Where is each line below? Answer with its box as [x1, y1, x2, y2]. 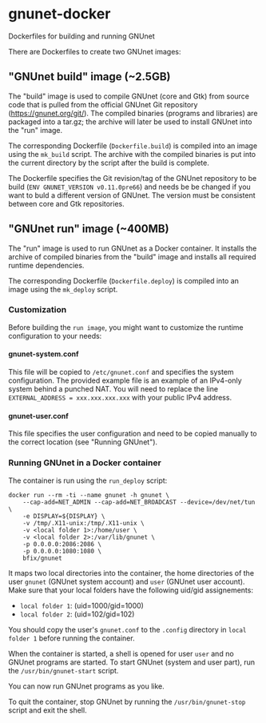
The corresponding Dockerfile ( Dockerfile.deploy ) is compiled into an [8, 275, 240, 285]
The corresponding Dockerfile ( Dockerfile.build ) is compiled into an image [8, 141, 258, 151]
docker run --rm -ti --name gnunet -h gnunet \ [8, 491, 170, 499]
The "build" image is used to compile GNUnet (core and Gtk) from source [8, 91, 250, 101]
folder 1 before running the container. [8, 633, 135, 643]
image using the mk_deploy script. [8, 284, 118, 294]
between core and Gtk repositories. [8, 199, 125, 208]
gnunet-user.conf [8, 411, 69, 420]
